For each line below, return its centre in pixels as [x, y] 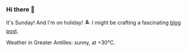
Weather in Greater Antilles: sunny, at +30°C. [61, 43]
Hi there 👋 [21, 9]
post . [12, 31]
